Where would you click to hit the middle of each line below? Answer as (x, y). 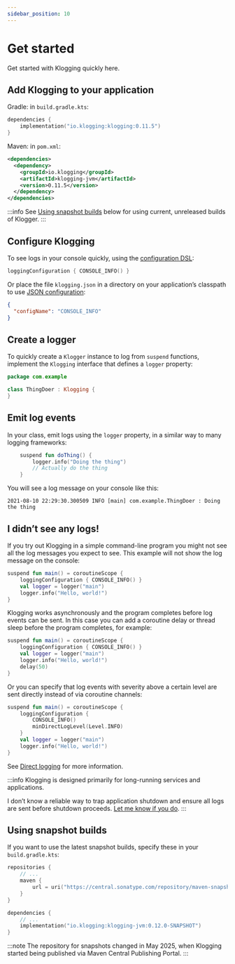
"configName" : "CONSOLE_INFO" (57, 311)
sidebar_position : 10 (39, 14)
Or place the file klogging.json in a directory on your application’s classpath (117, 284)
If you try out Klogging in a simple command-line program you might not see (117, 546)
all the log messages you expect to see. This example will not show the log (115, 553)
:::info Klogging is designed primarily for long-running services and (104, 779)
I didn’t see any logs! (53, 528)
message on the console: (44, 560)
